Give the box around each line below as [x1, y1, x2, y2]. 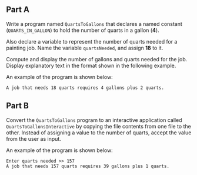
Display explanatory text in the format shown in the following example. [6, 62, 176, 69]
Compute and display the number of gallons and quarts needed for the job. [6, 55, 188, 62]
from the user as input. [6, 135, 62, 142]
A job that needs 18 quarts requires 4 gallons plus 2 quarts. [6, 85, 165, 91]
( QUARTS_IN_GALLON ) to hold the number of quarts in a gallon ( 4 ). [6, 27, 160, 34]
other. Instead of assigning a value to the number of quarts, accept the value [6, 129, 192, 136]
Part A [6, 5, 29, 15]
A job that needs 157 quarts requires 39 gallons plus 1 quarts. [6, 163, 169, 169]
